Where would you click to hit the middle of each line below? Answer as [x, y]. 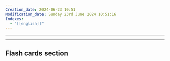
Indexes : [14, 19]
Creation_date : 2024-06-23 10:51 [40, 10]
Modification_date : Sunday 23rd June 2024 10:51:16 [61, 14]
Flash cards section [37, 53]
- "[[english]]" [27, 24]
